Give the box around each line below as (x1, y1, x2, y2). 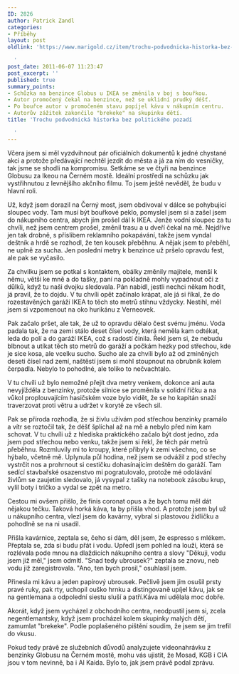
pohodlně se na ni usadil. (7, 519, 81, 528)
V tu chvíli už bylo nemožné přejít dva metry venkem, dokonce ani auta (7, 378, 215, 387)
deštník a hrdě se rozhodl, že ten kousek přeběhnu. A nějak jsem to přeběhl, (7, 238, 230, 247)
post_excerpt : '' (7, 69, 59, 77)
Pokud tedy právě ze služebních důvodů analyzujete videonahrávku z (7, 643, 211, 651)
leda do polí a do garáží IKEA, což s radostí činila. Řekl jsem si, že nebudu (7, 334, 223, 342)
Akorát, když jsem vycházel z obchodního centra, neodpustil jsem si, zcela (7, 606, 226, 615)
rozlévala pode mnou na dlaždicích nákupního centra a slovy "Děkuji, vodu (7, 548, 226, 557)
